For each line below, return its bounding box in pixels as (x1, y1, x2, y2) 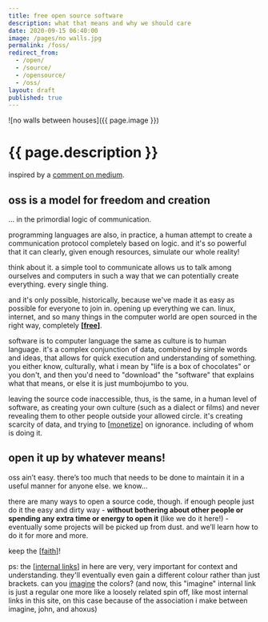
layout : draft (8, 86, 56, 94)
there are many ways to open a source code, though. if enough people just (8, 496, 254, 506)
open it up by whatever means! (8, 451, 166, 465)
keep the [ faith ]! (8, 546, 62, 556)
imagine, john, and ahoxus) (8, 604, 98, 613)
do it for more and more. (8, 530, 89, 540)
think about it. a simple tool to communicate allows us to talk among (8, 263, 232, 272)
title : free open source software (8, 11, 124, 20)
